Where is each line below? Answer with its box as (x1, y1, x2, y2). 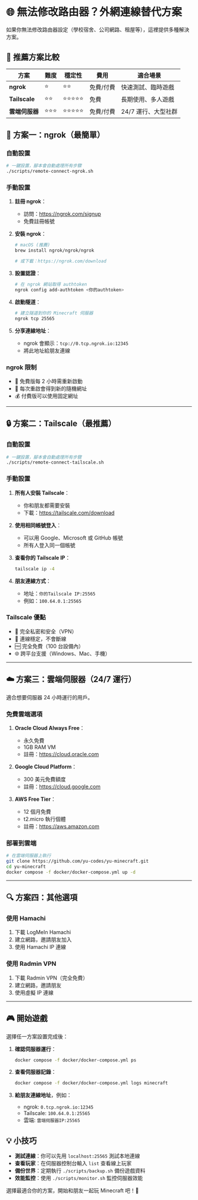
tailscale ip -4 (14, 566, 55, 572)
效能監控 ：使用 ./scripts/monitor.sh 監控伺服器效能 (14, 1175, 143, 1182)
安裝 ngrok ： (14, 231, 47, 238)
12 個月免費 (23, 808, 51, 815)
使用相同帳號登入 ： (14, 521, 62, 528)
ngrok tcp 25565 (14, 315, 55, 321)
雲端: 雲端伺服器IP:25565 (23, 1117, 81, 1124)
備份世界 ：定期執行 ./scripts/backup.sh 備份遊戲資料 (14, 1167, 146, 1174)
